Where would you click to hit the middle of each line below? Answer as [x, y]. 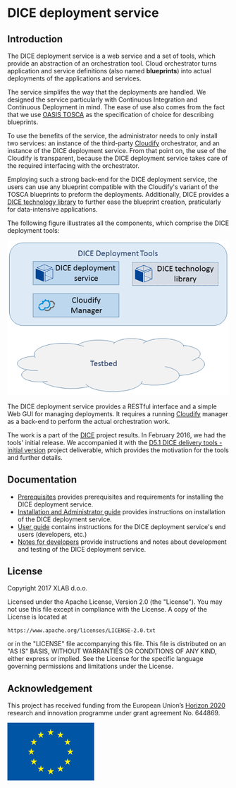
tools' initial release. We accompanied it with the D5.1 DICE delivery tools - [115, 442]
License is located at [37, 617]
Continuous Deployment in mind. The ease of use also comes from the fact [116, 107]
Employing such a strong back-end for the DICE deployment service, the [112, 179]
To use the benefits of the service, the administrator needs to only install [112, 136]
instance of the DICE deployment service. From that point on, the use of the [117, 151]
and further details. [35, 457]
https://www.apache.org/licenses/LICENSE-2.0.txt [82, 631]
